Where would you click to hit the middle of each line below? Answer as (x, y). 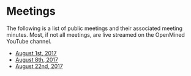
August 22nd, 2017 (39, 66)
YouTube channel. (29, 41)
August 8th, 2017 (36, 59)
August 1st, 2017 (36, 53)
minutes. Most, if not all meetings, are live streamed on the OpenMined (96, 34)
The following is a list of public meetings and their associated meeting (94, 28)
